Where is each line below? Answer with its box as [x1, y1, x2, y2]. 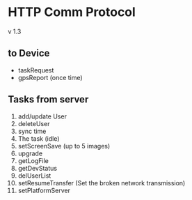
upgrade [17, 149, 43, 157]
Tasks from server [8, 93, 89, 105]
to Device [8, 47, 50, 59]
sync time [17, 127, 47, 135]
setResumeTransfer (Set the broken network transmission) [17, 178, 186, 187]
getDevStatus [17, 164, 58, 172]
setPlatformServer [17, 186, 70, 194]
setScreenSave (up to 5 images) [17, 141, 111, 150]
